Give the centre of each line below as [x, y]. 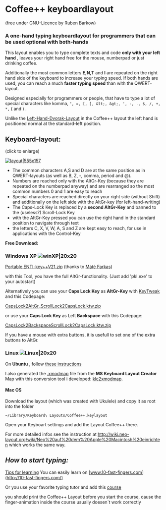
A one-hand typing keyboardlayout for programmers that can [81, 36]
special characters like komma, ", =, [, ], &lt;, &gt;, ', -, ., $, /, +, [83, 104]
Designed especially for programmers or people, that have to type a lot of [80, 98]
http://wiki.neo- [113, 434]
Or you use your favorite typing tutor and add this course [63, 487]
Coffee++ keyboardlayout [59, 9]
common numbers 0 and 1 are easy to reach [57, 191]
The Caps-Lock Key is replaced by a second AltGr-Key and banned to [84, 207]
